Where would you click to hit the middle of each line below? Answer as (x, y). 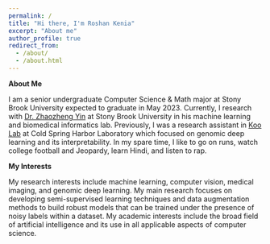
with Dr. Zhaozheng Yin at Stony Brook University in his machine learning (130, 116)
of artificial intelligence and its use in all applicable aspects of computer (127, 224)
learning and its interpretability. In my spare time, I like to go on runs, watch (133, 142)
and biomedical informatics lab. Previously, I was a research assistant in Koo (135, 125)
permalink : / (30, 16)
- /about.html (39, 61)
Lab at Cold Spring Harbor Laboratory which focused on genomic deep (127, 133)
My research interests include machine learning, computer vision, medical (131, 181)
